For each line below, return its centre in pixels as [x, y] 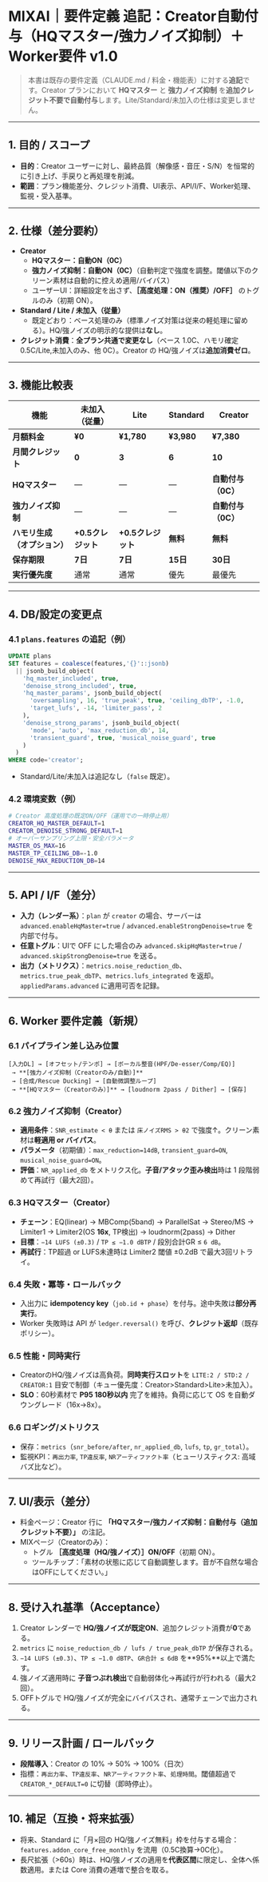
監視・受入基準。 [48, 196]
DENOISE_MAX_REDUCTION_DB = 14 [57, 861]
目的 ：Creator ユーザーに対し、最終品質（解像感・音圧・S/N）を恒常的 [137, 165]
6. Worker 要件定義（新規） [77, 1021]
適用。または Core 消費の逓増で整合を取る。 [100, 1869]
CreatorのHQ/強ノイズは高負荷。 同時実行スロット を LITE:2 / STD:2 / [134, 1375]
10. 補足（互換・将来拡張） [75, 1819]
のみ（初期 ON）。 [68, 300]
